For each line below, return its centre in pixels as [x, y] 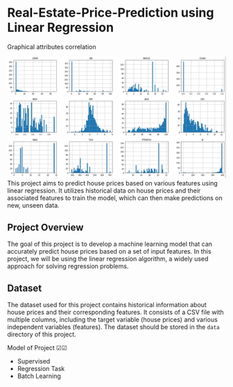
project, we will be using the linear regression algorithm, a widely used [108, 259]
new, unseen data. [34, 206]
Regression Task [41, 369]
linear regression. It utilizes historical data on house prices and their [104, 191]
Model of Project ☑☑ [37, 348]
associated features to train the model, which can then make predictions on [115, 198]
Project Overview [45, 227]
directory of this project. [42, 334]
